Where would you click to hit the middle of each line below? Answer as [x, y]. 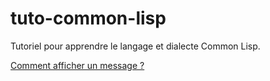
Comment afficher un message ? [77, 65]
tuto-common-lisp [88, 18]
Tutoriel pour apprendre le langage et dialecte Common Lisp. [135, 46]
